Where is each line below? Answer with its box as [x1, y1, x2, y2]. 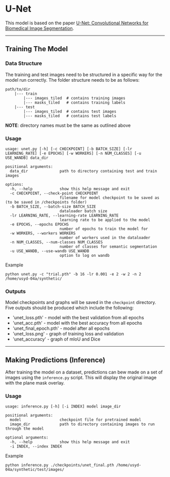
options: [5, 182, 24, 187]
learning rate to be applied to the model [59, 217, 151, 222]
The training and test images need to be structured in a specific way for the [5, 72, 163, 78]
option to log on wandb [59, 253, 110, 258]
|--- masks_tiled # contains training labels [23, 100, 125, 105]
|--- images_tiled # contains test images [23, 109, 116, 114]
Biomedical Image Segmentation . [5, 25, 74, 31]
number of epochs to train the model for [59, 226, 148, 231]
